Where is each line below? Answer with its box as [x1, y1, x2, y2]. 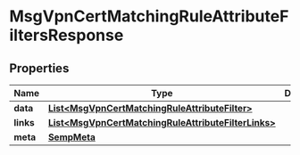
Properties [9, 61, 70, 76]
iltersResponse [9, 25, 124, 45]
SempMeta [47, 131, 96, 143]
